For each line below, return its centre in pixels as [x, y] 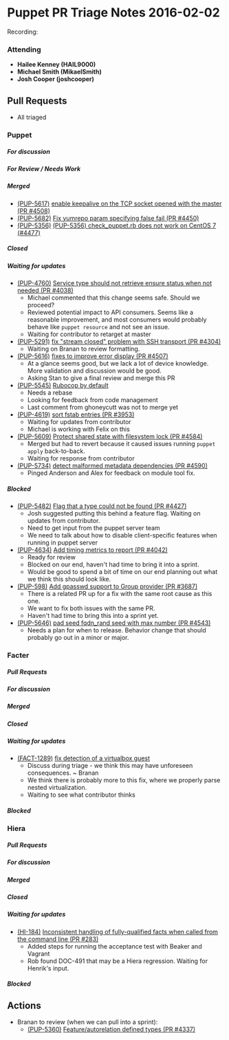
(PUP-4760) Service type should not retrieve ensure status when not [114, 283]
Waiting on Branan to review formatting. [84, 349]
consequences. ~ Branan [63, 773]
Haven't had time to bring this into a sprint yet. [93, 616]
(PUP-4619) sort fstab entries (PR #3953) [76, 414]
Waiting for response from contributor [81, 458]
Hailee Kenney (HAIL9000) [56, 65]
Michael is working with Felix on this [79, 429]
